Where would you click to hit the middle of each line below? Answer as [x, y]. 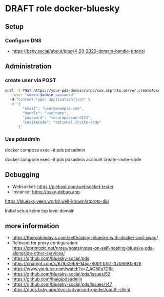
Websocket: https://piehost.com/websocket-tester [63, 187]
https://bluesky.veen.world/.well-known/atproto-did [57, 201]
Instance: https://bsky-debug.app [46, 191]
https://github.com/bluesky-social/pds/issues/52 [61, 274]
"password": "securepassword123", [58, 118]
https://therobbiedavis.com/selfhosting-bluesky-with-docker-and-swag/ [85, 238]
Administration [28, 66]
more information [32, 226]
